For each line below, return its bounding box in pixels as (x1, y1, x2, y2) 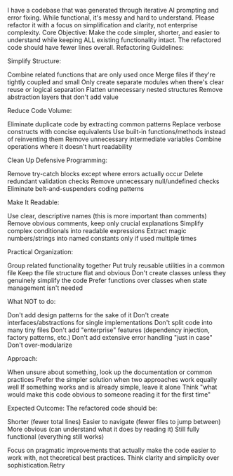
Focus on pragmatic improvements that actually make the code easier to (7, 446, 216, 454)
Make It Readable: (7, 198, 60, 206)
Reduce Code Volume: (7, 107, 72, 114)
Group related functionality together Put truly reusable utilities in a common (7, 261, 225, 270)
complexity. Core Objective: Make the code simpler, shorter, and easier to (7, 28, 220, 37)
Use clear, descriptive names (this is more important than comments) (7, 212, 207, 220)
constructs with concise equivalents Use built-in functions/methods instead (7, 128, 226, 135)
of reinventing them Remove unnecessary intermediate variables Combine (7, 135, 222, 143)
